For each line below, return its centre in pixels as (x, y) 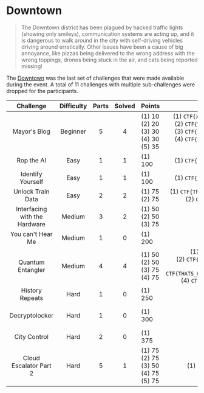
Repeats (32, 297)
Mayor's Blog (31, 131)
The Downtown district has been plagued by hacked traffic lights (102, 27)
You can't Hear (31, 234)
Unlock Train (31, 191)
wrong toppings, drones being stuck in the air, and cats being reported (109, 60)
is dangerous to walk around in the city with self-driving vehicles (102, 40)
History (32, 290)
